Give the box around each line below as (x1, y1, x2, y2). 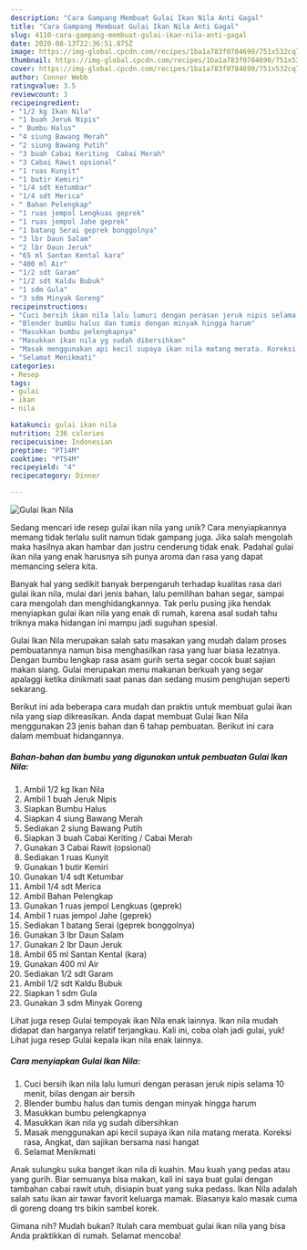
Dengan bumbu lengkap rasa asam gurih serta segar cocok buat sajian (10, 655, 276, 665)
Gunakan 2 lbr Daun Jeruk (23, 939, 122, 950)
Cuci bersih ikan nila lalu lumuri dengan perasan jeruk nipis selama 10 (23, 1078, 285, 1089)
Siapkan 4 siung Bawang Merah (23, 813, 144, 824)
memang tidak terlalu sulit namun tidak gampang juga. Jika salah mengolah (10, 531, 293, 542)
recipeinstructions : (10, 302, 89, 311)
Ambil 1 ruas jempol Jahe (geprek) (23, 909, 152, 920)
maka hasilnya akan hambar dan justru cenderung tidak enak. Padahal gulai (10, 541, 294, 552)
